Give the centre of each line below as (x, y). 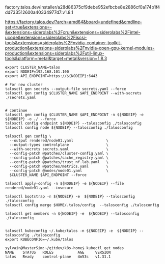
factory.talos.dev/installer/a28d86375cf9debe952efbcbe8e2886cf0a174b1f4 (82, 7)
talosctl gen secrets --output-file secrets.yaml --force (66, 89)
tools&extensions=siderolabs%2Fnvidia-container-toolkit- (64, 43)
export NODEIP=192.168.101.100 (37, 72)
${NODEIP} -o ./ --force (30, 119)
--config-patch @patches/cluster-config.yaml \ (59, 153)
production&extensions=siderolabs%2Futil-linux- (55, 53)
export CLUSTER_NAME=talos (33, 67)
